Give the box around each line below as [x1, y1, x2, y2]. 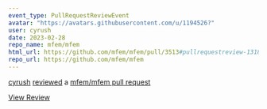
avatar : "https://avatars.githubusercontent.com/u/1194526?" [8, 19, 215, 27]
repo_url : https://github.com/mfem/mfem [8, 56, 145, 64]
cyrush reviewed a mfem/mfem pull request [8, 77, 151, 87]
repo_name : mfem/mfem [8, 41, 80, 49]
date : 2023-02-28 [8, 33, 66, 42]
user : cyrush [8, 26, 52, 34]
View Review [8, 92, 50, 102]
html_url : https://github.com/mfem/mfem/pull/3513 [8, 48, 180, 56]
